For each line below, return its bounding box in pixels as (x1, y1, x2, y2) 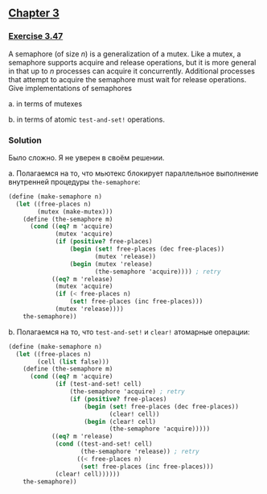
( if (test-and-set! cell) (55, 380, 142, 388)
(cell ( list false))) (37, 358, 110, 366)
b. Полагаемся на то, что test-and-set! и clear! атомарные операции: (8, 326, 251, 337)
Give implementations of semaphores (8, 83, 133, 93)
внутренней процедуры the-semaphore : (8, 176, 141, 186)
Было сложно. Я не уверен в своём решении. (8, 152, 165, 162)
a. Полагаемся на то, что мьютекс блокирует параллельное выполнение (8, 168, 259, 178)
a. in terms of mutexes (8, 98, 83, 108)
